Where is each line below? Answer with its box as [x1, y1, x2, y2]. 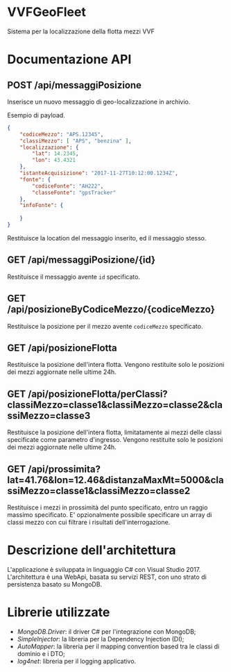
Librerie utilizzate [7, 605, 110, 621]
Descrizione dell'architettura [7, 543, 176, 558]
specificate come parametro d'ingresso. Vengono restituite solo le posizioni [7, 436, 223, 444]
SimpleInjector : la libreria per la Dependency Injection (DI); [17, 634, 185, 643]
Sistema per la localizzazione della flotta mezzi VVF [7, 27, 155, 35]
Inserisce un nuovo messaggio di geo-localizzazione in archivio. [7, 97, 191, 106]
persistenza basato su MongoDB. [7, 580, 103, 588]
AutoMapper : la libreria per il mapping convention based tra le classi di [17, 642, 220, 650]
